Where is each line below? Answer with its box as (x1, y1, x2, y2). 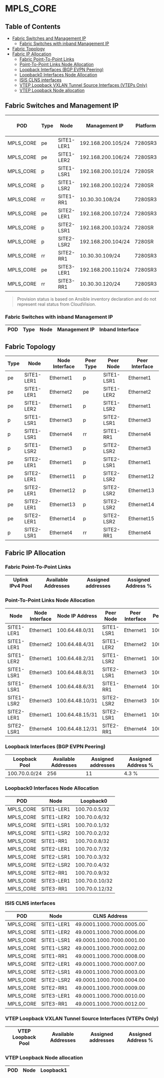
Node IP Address (57, 612, 98, 619)
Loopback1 (40, 1067, 67, 1074)
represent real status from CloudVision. (17, 301, 96, 307)
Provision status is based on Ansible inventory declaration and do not (17, 296, 157, 302)
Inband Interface (99, 326, 139, 333)
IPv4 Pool (9, 582, 32, 589)
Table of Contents (5, 23, 61, 31)
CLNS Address (92, 913, 128, 919)
